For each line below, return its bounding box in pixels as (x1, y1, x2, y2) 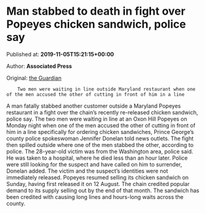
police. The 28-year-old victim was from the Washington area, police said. (6, 148, 194, 155)
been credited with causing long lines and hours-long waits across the (6, 193, 184, 200)
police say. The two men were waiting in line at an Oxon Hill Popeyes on (6, 115, 188, 122)
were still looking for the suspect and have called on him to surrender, (6, 160, 182, 168)
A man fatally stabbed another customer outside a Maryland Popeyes (6, 102, 181, 110)
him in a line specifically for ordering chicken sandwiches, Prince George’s (6, 128, 194, 135)
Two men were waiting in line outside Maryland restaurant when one (17, 86, 196, 92)
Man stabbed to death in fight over (6, 4, 185, 18)
